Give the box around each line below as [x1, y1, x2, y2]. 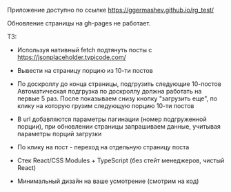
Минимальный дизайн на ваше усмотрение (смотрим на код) [17, 177, 199, 185]
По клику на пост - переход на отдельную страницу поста [17, 143, 190, 151]
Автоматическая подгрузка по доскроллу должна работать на [17, 87, 202, 95]
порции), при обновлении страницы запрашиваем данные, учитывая [17, 122, 221, 130]
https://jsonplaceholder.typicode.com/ [17, 53, 126, 61]
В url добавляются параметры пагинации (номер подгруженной [17, 115, 207, 123]
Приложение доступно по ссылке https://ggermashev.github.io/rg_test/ [7, 6, 214, 14]
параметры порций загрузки [17, 130, 102, 138]
